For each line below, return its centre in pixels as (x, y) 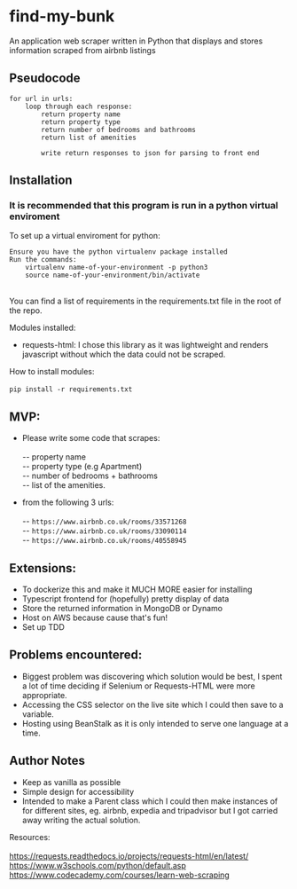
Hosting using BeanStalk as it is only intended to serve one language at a (155, 723)
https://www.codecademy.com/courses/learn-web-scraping (120, 875)
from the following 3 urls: (68, 502)
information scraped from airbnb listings (83, 50)
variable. (38, 714)
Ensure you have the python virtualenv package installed (118, 252)
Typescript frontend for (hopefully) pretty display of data (125, 599)
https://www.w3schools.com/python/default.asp (98, 865)
